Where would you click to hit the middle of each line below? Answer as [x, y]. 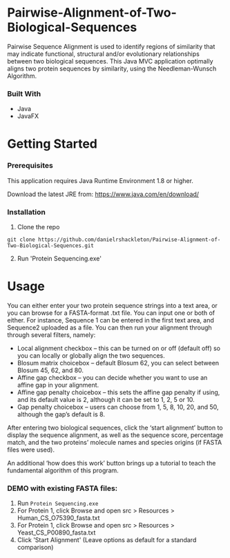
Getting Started [52, 144]
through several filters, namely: [51, 335]
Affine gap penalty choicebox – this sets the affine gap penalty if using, [118, 392]
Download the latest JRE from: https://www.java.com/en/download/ [103, 194]
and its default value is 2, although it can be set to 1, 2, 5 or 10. [106, 399]
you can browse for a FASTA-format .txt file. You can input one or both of [111, 313]
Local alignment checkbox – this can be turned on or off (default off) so [119, 348]
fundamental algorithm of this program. [63, 470]
